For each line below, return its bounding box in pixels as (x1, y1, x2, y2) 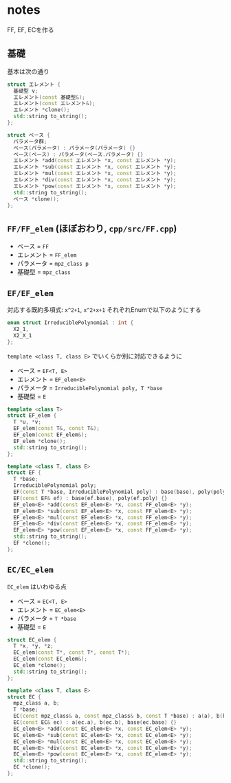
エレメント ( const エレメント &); (13, 100, 96, 107)
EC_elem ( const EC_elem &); (13, 655, 88, 663)
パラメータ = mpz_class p (16, 260, 89, 268)
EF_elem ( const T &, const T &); (13, 425, 100, 432)
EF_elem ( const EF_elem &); (13, 431, 88, 438)
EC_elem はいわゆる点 (7, 582, 67, 591)
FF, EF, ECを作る (7, 25, 54, 34)
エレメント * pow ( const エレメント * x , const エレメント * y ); (13, 183, 177, 190)
